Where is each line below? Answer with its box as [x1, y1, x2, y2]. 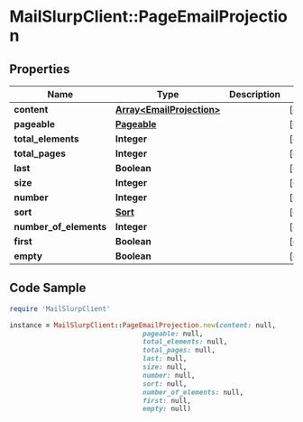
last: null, [142, 354, 188, 363]
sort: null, [142, 379, 188, 389]
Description [229, 88, 281, 100]
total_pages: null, [142, 345, 216, 355]
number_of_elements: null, [142, 388, 244, 397]
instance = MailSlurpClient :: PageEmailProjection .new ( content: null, [9, 320, 277, 330]
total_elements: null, [142, 337, 228, 346]
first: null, [142, 396, 192, 405]
